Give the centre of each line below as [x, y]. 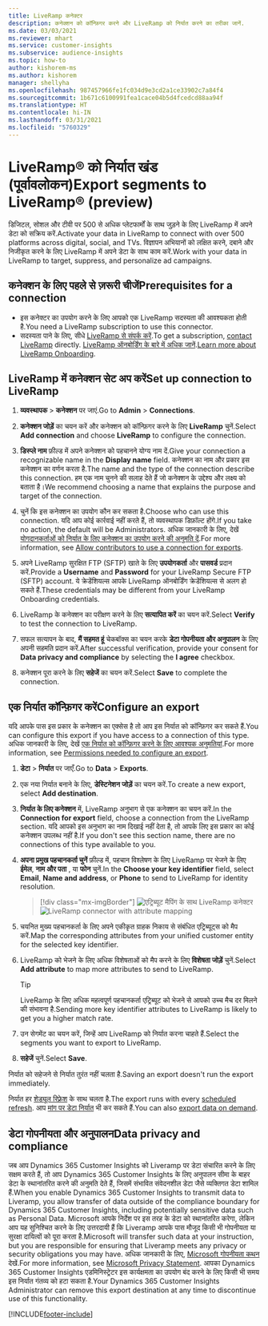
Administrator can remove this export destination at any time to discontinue [132, 1290]
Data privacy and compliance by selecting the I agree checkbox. [128, 657]
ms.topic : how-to [37, 61]
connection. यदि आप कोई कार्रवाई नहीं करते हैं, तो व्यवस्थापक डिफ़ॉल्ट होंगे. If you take [136, 521]
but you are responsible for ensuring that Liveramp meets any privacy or [127, 1245]
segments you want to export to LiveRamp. [90, 1043]
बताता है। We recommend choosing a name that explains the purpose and [138, 487]
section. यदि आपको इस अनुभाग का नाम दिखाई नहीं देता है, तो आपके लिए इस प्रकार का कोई [137, 827]
